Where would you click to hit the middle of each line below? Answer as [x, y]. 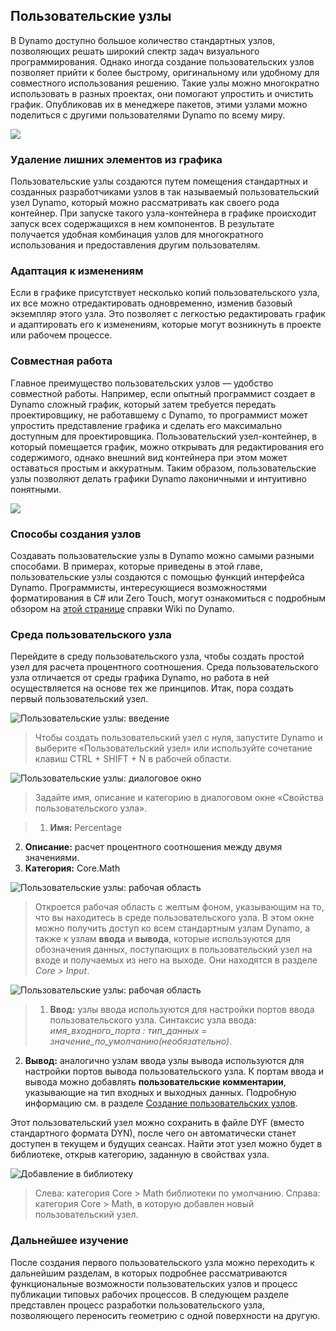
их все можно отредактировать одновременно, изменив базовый [151, 303]
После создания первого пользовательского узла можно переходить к [162, 1262]
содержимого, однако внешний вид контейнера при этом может [149, 457]
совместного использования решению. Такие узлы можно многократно [165, 83]
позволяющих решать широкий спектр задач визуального [135, 51]
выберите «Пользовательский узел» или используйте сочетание [173, 748]
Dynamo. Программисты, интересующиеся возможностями [139, 587]
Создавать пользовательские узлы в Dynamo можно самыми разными [162, 555]
